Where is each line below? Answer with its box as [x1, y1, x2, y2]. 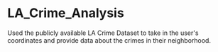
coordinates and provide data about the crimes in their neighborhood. [7, 36, 212, 44]
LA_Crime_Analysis [7, 5, 124, 21]
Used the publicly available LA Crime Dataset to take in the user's [7, 28, 199, 37]
